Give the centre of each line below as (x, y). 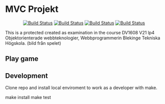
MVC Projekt (32, 9)
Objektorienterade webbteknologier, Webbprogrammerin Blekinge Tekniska (83, 38)
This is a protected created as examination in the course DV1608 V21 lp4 (80, 32)
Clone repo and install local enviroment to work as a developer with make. (81, 88)
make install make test (28, 98)
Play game (22, 59)
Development (27, 76)
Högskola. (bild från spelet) (33, 43)
